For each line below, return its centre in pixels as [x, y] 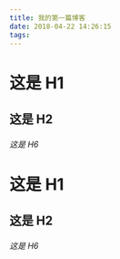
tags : [20, 35]
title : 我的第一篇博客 [48, 18]
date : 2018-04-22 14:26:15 [60, 26]
